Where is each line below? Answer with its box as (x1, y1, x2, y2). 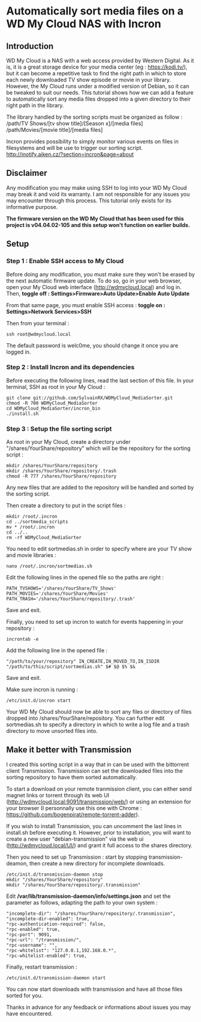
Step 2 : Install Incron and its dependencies (6, 363, 135, 372)
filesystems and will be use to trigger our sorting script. (6, 145, 143, 151)
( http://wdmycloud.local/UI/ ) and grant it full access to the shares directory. (6, 841, 193, 849)
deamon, (6, 859, 28, 867)
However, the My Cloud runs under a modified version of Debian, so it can (6, 83, 190, 90)
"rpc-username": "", (6, 942, 58, 948)
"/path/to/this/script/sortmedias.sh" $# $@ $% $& (6, 664, 136, 670)
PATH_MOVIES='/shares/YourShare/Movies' (6, 591, 109, 597)
